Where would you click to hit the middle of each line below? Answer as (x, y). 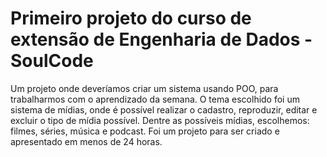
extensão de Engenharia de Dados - (161, 39)
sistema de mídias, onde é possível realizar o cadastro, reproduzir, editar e (164, 109)
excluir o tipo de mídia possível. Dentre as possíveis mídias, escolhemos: (160, 120)
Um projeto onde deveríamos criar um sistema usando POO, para (144, 88)
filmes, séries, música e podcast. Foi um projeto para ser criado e (145, 131)
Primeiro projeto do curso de (131, 18)
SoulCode (52, 61)
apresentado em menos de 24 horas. (86, 141)
